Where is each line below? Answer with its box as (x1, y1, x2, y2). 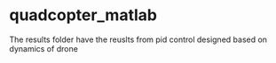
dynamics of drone (9, 43, 78, 53)
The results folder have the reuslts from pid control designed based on (9, 34, 268, 45)
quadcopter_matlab (9, 5, 158, 25)
